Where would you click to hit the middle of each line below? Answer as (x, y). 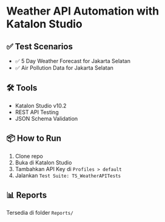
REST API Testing (37, 112)
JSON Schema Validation (46, 118)
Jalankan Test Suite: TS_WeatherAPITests (68, 175)
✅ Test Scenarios (39, 46)
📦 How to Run (34, 139)
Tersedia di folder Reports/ (40, 213)
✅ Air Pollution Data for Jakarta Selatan (64, 68)
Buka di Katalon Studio (43, 163)
